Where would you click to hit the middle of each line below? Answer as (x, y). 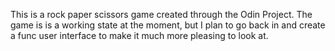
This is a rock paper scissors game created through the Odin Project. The (161, 14)
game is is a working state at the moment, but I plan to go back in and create (168, 25)
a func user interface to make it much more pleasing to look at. (139, 35)
